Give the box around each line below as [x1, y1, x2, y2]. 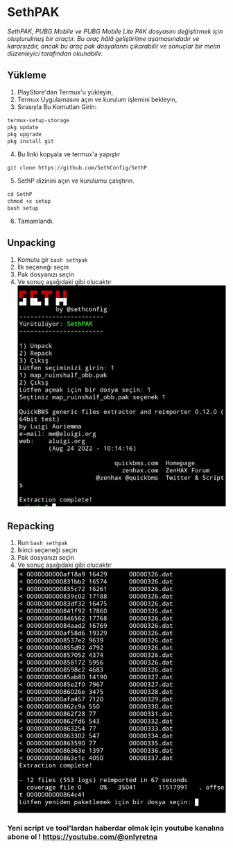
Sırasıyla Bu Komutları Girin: [17, 102, 97, 111]
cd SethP [7, 190, 33, 198]
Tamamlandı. [17, 217, 54, 225]
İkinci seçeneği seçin [17, 546, 78, 554]
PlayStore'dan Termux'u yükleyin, [17, 88, 113, 96]
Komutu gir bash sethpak [17, 255, 88, 264]
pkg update [7, 124, 39, 131]
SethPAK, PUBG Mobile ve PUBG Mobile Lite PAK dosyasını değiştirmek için [7, 27, 223, 35]
